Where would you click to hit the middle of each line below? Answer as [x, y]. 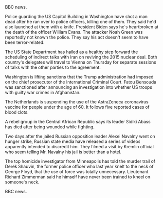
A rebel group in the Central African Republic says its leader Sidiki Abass [78, 122]
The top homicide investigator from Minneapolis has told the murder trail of [80, 161]
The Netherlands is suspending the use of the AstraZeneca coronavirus [77, 102]
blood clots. [17, 112]
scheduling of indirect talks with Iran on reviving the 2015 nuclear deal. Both [81, 57]
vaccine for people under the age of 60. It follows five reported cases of [77, 107]
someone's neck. [22, 182]
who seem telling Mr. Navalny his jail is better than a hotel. [63, 152]
